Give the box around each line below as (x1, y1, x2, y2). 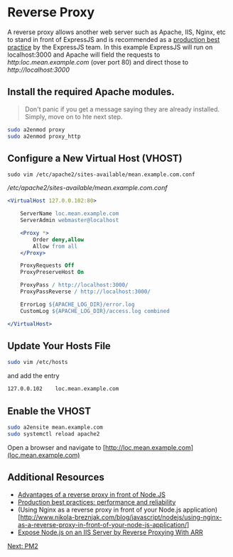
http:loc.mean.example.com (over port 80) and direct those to (7, 57, 189, 66)
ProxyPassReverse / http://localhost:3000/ (20, 288, 151, 295)
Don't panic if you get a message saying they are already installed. (24, 104, 220, 114)
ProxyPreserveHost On (20, 269, 84, 276)
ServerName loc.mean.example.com (20, 210, 119, 217)
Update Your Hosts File (7, 340, 112, 352)
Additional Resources (7, 471, 104, 483)
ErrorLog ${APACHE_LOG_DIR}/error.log (20, 301, 135, 308)
